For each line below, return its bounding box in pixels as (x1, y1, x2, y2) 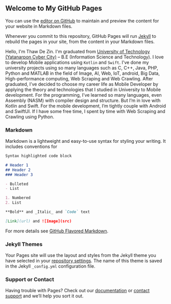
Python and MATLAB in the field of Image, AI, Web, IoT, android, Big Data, (5, 70, 160, 76)
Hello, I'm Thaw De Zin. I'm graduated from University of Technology (5, 48, 150, 54)
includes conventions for (5, 143, 58, 150)
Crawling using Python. (5, 114, 55, 120)
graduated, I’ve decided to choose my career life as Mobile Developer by (5, 81, 158, 87)
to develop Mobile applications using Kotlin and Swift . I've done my (5, 59, 149, 66)
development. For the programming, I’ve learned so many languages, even (5, 92, 162, 98)
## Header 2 (5, 167, 31, 172)
